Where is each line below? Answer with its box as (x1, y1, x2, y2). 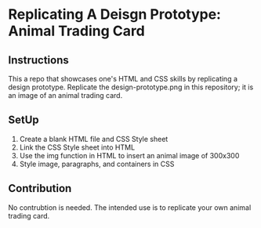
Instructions (8, 53, 69, 67)
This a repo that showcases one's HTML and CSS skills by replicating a (8, 74, 237, 83)
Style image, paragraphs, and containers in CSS (19, 159, 175, 168)
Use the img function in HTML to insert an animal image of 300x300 (19, 150, 240, 160)
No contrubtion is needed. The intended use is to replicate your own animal (8, 202, 252, 212)
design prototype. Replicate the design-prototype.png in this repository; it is (8, 82, 254, 92)
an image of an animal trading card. (8, 91, 123, 100)
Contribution (8, 182, 72, 195)
